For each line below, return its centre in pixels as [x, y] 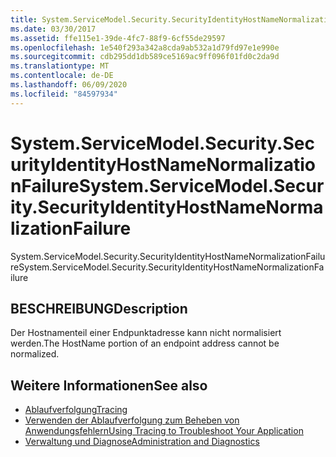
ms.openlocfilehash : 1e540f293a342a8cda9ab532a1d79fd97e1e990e [145, 47]
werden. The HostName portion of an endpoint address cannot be [145, 343]
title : [24, 19]
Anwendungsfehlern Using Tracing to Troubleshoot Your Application [164, 431]
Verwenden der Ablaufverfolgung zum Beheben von [132, 420]
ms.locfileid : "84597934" [64, 94]
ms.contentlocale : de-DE [62, 76]
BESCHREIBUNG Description [99, 308]
